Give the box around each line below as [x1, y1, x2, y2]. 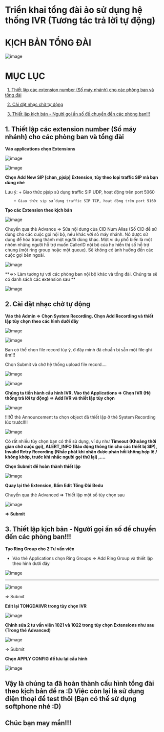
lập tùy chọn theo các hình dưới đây [5, 318, 79, 324]
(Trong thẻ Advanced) [5, 627, 51, 633]
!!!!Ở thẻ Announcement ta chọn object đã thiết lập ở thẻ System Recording [5, 414, 156, 420]
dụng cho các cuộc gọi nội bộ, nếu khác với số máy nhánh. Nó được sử [5, 231, 148, 237]
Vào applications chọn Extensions [5, 146, 76, 151]
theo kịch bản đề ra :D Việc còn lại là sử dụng [5, 687, 144, 695]
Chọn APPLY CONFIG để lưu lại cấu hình [5, 656, 88, 661]
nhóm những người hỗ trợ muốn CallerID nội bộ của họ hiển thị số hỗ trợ [5, 242, 150, 247]
